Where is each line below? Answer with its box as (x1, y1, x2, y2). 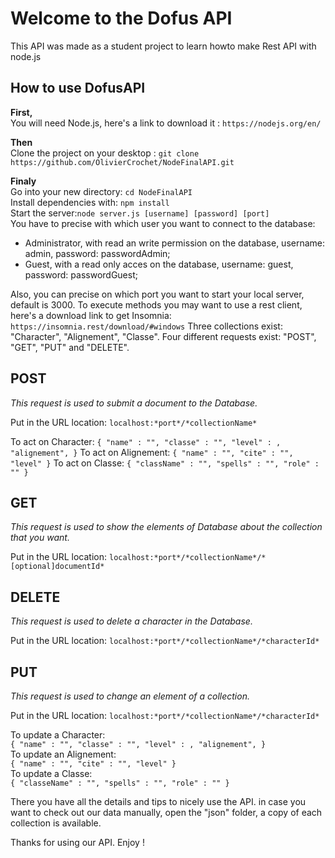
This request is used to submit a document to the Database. (10, 397, 258, 409)
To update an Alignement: (10, 748, 117, 760)
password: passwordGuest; (24, 268, 138, 281)
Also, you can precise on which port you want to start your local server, (10, 288, 305, 300)
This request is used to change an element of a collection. (10, 690, 250, 702)
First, (10, 106, 33, 118)
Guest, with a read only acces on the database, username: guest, (24, 258, 294, 270)
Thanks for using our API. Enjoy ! (10, 837, 145, 848)
